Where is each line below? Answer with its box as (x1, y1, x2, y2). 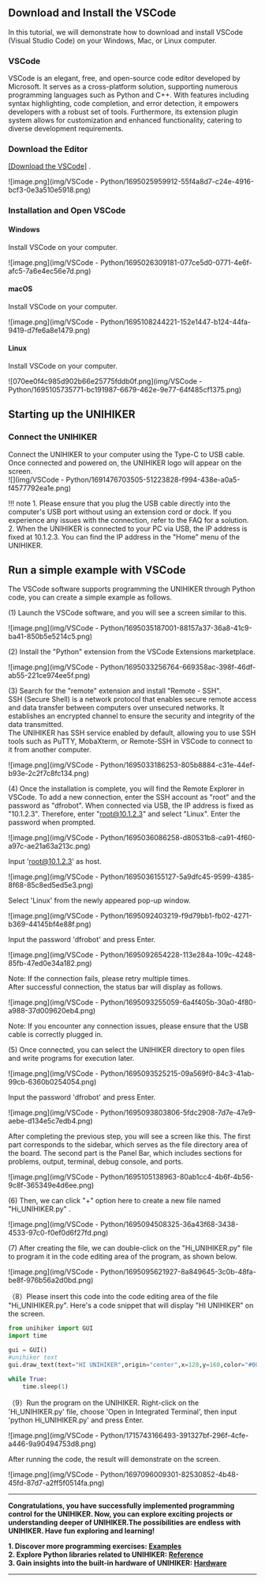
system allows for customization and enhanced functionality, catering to (8, 116, 242, 125)
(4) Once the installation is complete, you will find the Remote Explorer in (8, 784, 244, 793)
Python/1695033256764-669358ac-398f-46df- (99, 662, 256, 672)
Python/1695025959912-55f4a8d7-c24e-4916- (99, 177, 255, 187)
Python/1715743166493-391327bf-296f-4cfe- (99, 1430, 249, 1440)
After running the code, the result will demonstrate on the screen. (8, 1454, 221, 1464)
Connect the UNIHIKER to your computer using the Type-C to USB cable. (8, 449, 245, 459)
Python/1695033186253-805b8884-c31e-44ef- (99, 760, 256, 770)
